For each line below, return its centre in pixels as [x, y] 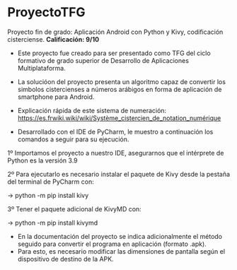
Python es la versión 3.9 [42, 160]
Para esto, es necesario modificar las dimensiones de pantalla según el [121, 251]
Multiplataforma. [41, 68]
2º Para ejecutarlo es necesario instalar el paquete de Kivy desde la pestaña [119, 174]
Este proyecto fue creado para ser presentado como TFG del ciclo [114, 53]
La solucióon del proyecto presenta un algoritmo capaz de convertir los [122, 81]
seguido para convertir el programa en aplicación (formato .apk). [112, 244]
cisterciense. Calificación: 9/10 [53, 39]
